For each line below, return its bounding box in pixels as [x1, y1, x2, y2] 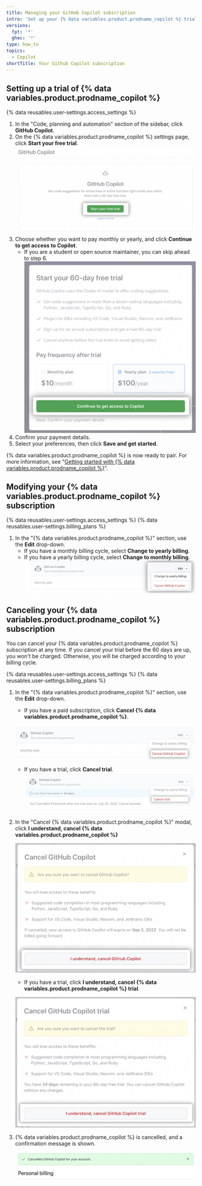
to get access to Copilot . [14, 241, 78, 249]
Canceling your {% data [6, 605, 97, 615]
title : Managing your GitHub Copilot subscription [6, 10, 136, 16]
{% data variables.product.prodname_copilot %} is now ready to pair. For [6, 451, 188, 459]
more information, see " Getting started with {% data [6, 458, 135, 465]
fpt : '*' [11, 29, 34, 35]
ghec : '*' [11, 35, 36, 42]
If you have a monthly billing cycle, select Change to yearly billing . [23, 548, 190, 555]
